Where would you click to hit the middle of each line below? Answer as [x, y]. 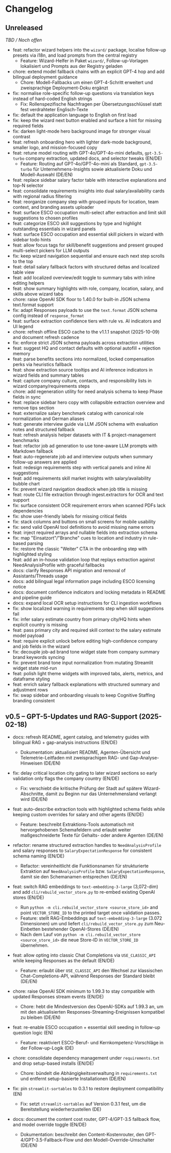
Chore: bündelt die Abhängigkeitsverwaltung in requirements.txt [89, 1073]
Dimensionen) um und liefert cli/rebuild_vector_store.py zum [87, 923]
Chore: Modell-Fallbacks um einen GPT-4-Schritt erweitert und [87, 82]
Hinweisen [31, 763]
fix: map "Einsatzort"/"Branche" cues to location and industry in [80, 538]
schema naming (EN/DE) [39, 856]
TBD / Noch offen [24, 40]
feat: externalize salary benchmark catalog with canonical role [78, 413]
